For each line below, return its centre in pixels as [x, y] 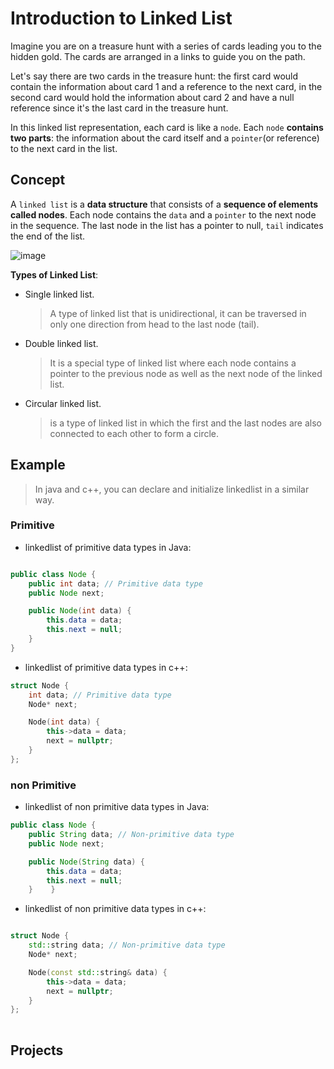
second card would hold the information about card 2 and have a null [152, 97]
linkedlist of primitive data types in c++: [106, 667]
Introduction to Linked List [121, 18]
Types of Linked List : [54, 274]
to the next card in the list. [64, 148]
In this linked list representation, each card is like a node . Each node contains [167, 127]
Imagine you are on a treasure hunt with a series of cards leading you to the [166, 46]
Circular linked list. [63, 403]
